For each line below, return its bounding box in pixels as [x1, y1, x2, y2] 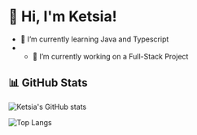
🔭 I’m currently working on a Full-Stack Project [32, 51, 189, 61]
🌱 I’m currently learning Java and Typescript [20, 34, 169, 44]
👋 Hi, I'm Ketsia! [8, 7, 117, 26]
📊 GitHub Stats [8, 76, 88, 90]
